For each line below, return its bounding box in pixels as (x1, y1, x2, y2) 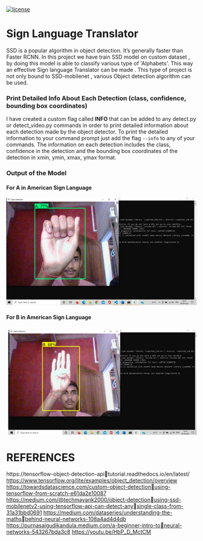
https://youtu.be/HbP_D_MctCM (71, 528, 151, 536)
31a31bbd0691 (6, 509, 42, 516)
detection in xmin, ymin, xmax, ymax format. (6, 154, 117, 161)
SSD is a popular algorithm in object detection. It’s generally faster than (6, 47, 183, 54)
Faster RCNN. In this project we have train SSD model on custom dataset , (6, 53, 190, 60)
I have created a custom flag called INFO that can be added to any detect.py (6, 115, 196, 123)
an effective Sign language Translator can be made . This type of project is (6, 66, 192, 73)
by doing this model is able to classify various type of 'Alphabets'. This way (6, 59, 193, 66)
